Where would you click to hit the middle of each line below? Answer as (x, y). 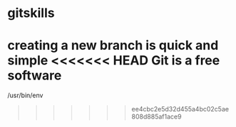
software (35, 76)
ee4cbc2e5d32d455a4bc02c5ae (180, 109)
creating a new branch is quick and (113, 46)
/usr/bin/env (25, 95)
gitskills (31, 13)
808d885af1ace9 (157, 117)
